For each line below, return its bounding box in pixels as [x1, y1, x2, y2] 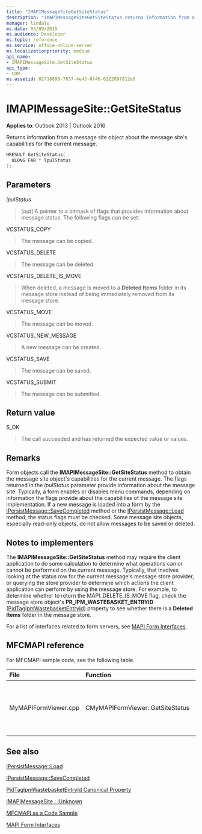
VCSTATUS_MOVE [6, 308, 52, 315]
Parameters [6, 180, 51, 190]
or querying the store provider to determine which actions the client [6, 579, 174, 586]
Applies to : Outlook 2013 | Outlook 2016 [6, 122, 106, 130]
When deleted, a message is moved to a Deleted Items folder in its [20, 284, 186, 291]
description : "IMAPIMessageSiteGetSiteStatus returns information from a [6, 14, 195, 21]
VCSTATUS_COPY [6, 226, 51, 233]
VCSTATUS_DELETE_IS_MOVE [6, 272, 82, 279]
